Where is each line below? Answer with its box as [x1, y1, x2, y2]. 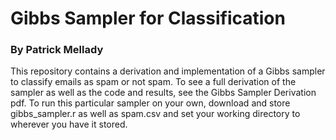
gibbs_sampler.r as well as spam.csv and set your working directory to [10, 108, 301, 120]
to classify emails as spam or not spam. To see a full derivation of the [10, 76, 297, 88]
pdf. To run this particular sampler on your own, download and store [10, 97, 291, 109]
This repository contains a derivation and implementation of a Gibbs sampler [10, 65, 326, 77]
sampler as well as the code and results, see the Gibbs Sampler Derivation [10, 87, 317, 99]
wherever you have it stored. [10, 118, 128, 131]
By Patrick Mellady [10, 43, 104, 57]
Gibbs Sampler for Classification [10, 7, 286, 30]
